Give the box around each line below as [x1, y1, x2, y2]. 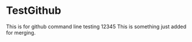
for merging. [6, 29, 36, 36]
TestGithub [6, 4, 61, 17]
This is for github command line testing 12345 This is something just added [6, 23, 187, 30]
